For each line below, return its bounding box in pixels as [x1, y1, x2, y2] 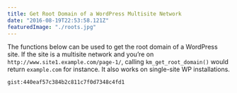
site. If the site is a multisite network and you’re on [7, 50, 154, 58]
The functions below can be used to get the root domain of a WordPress [7, 43, 218, 51]
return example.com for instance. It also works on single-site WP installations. [7, 65, 230, 74]
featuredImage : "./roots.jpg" [7, 23, 97, 30]
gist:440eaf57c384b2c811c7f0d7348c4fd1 [7, 79, 125, 86]
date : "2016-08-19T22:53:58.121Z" [7, 17, 110, 24]
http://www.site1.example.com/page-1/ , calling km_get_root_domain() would [7, 58, 229, 66]
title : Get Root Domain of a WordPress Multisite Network [7, 10, 182, 18]
